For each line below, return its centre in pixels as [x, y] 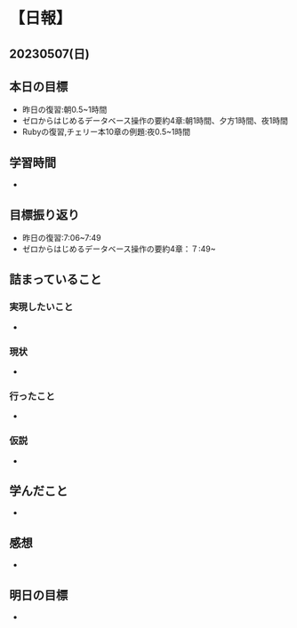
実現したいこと [41, 307]
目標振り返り [44, 215]
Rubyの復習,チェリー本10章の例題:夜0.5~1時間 [106, 132]
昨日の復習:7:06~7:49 [61, 238]
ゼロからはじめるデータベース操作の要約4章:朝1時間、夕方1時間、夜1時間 [155, 121]
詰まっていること [56, 279]
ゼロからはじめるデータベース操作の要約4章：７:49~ [119, 249]
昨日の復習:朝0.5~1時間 [64, 110]
